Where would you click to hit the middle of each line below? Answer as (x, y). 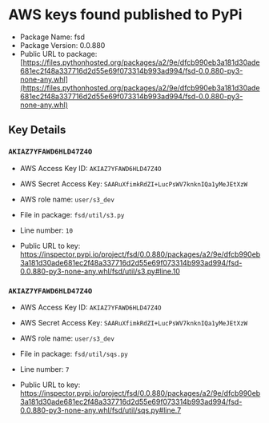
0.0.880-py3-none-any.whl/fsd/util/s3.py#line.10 (100, 271)
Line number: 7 (44, 369)
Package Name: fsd (52, 37)
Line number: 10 (46, 230)
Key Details (37, 130)
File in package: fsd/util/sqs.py (74, 353)
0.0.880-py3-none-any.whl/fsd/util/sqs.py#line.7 (100, 410)
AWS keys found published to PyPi (125, 15)
